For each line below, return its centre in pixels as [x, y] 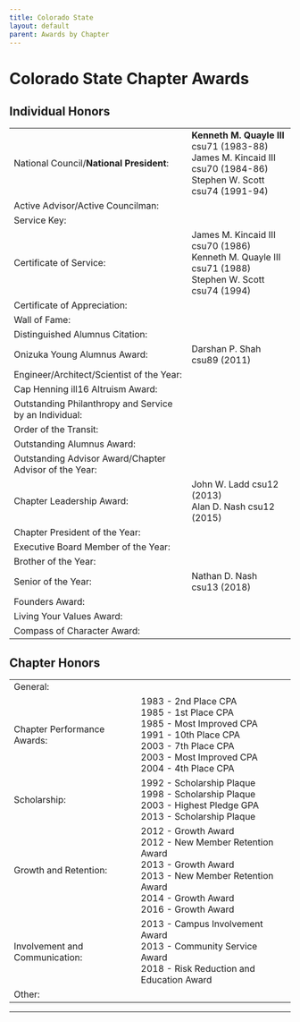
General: [32, 687]
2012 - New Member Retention [207, 842]
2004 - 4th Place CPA [187, 769]
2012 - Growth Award [187, 831]
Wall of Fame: [42, 320]
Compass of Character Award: [77, 631]
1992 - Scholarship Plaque [198, 783]
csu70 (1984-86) [230, 169]
